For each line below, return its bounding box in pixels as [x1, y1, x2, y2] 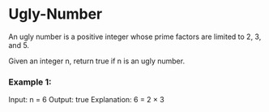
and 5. [8, 40, 30, 50]
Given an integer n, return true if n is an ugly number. [8, 56, 185, 66]
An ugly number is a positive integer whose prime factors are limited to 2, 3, [8, 32, 262, 41]
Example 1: [8, 76, 52, 88]
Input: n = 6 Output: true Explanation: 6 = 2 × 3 [8, 95, 164, 105]
